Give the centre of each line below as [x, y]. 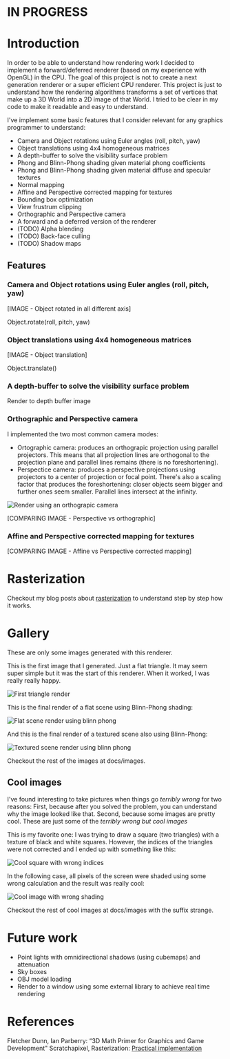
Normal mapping [41, 185]
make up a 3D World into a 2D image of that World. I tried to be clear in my [113, 99]
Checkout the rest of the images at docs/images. [76, 761]
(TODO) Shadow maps [49, 244]
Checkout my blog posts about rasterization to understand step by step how [115, 598]
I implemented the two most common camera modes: [83, 434]
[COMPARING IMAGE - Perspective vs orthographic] [82, 518]
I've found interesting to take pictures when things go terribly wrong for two [115, 799]
